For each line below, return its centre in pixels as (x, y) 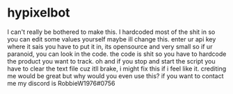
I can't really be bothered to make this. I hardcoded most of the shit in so (111, 32)
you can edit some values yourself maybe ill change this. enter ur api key (112, 39)
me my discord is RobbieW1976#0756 (61, 83)
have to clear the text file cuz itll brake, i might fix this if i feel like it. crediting (117, 68)
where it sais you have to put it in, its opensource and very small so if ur (110, 46)
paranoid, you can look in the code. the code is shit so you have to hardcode (117, 54)
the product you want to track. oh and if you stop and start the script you (111, 61)
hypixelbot (39, 13)
